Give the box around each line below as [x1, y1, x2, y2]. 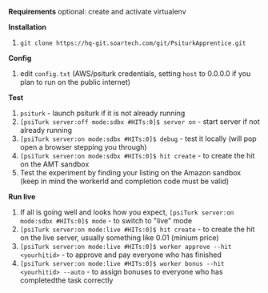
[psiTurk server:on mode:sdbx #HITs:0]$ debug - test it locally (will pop [19, 134, 258, 143]
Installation [8, 22, 46, 31]
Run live [8, 192, 36, 201]
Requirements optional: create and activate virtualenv [8, 7, 186, 16]
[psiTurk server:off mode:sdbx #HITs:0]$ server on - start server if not [19, 117, 260, 126]
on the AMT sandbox [19, 159, 90, 169]
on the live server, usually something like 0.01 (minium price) [19, 233, 219, 243]
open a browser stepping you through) [19, 142, 147, 151]
